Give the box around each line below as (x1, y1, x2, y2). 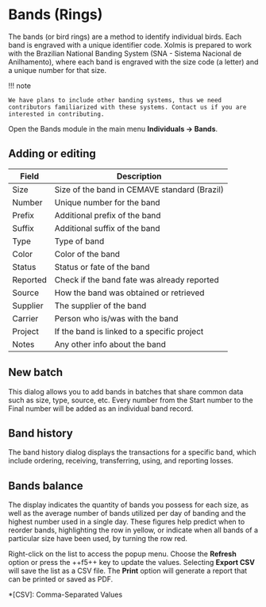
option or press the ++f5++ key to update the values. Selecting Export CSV (8, 558, 256, 567)
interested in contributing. (8, 109, 105, 118)
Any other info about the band (54, 339, 167, 350)
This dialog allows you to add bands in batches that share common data (8, 386, 244, 396)
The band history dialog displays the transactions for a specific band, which (8, 448, 256, 457)
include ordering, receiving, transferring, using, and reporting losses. (8, 456, 234, 466)
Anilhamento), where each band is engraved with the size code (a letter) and (8, 57, 259, 67)
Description (116, 171, 162, 182)
